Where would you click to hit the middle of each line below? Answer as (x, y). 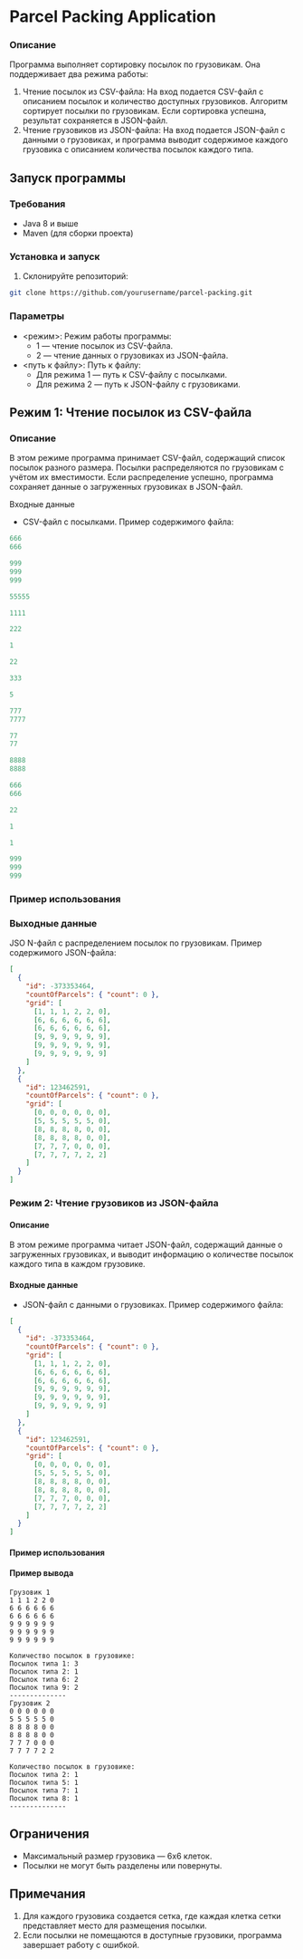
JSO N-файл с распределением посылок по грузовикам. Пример (136, 943)
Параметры (37, 316)
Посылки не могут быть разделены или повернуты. (122, 1865)
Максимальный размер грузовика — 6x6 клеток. (117, 1856)
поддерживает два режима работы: (79, 74)
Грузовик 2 (30, 1703)
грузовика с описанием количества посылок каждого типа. (138, 149)
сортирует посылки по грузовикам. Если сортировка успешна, (144, 111)
